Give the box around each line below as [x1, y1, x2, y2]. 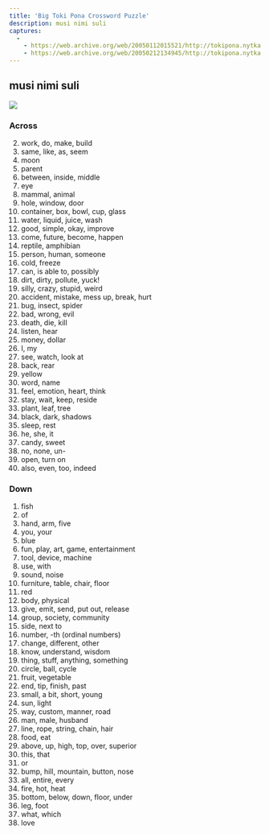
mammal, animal [20, 190, 75, 200]
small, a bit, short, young [20, 690, 103, 700]
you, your [20, 527, 53, 537]
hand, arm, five [20, 518, 71, 528]
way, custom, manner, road [20, 707, 112, 716]
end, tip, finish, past [20, 681, 87, 691]
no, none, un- [20, 446, 67, 456]
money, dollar [20, 335, 67, 345]
